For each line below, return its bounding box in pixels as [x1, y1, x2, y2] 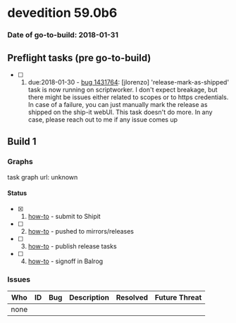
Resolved [116, 293, 149, 303]
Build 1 [7, 136, 37, 148]
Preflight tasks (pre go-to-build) [7, 51, 151, 64]
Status [7, 189, 27, 198]
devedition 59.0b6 [7, 5, 118, 21]
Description [69, 293, 109, 303]
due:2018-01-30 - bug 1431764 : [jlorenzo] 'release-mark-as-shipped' [27, 77, 230, 86]
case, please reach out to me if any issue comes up [27, 115, 178, 124]
